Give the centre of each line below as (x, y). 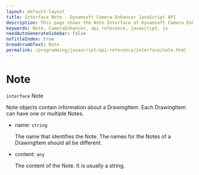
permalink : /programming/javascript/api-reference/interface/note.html (96, 50)
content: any (30, 154)
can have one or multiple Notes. (45, 114)
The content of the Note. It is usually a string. (70, 166)
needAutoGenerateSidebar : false (46, 34)
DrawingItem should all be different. (58, 142)
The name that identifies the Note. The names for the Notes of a (93, 136)
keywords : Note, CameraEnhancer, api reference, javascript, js (87, 28)
